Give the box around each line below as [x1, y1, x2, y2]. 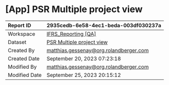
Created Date [8, 55, 40, 62]
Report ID [8, 22, 32, 29]
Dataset [8, 38, 26, 46]
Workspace [8, 30, 36, 37]
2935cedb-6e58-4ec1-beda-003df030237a [46, 22, 161, 29]
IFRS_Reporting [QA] [46, 30, 96, 37]
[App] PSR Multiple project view [5, 4, 143, 15]
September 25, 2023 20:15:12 [46, 71, 121, 78]
